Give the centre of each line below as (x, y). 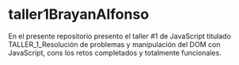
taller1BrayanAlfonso (79, 14)
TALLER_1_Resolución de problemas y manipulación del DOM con (114, 44)
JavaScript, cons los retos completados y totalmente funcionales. (115, 52)
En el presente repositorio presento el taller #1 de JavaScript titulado (120, 36)
